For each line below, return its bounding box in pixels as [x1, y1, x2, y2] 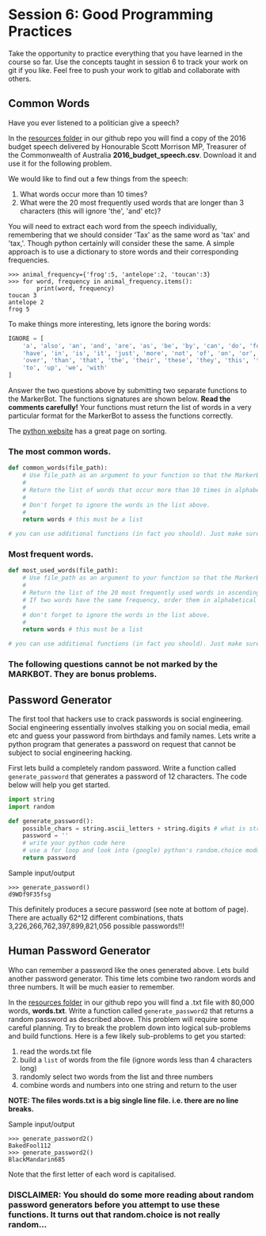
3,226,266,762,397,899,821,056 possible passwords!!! [8, 921, 184, 931]
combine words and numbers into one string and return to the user [19, 1080, 237, 1089]
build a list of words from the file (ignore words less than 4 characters [19, 1054, 253, 1064]
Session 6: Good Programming [8, 6, 214, 24]
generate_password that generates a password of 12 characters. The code [8, 771, 248, 781]
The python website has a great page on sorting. [8, 427, 168, 435]
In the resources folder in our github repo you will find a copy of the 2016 [8, 133, 247, 143]
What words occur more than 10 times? [19, 189, 148, 199]
